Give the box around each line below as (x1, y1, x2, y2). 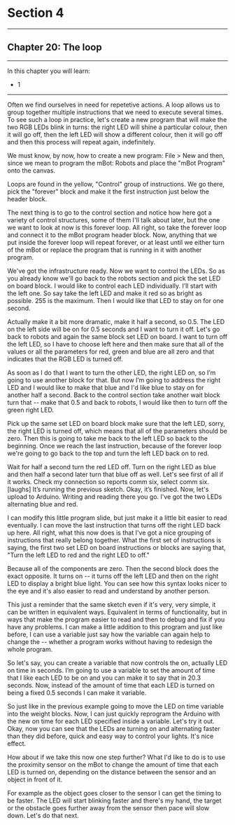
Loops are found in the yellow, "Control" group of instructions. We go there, (7, 180, 225, 188)
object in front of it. (7, 775, 63, 784)
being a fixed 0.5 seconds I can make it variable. (7, 688, 147, 697)
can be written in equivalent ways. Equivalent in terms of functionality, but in (7, 608, 227, 616)
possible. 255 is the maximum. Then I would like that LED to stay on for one (7, 296, 225, 304)
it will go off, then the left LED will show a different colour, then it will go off (7, 130, 222, 138)
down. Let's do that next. (7, 811, 79, 819)
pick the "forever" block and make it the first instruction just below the (7, 187, 210, 196)
